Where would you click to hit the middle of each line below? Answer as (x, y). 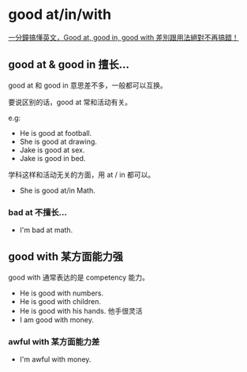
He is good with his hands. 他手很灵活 (81, 310)
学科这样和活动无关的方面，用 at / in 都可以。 (82, 175)
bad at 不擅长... (37, 212)
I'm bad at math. (46, 230)
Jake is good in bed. (52, 158)
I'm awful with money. (55, 359)
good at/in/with (60, 15)
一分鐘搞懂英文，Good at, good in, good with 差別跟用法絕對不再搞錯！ (123, 37)
